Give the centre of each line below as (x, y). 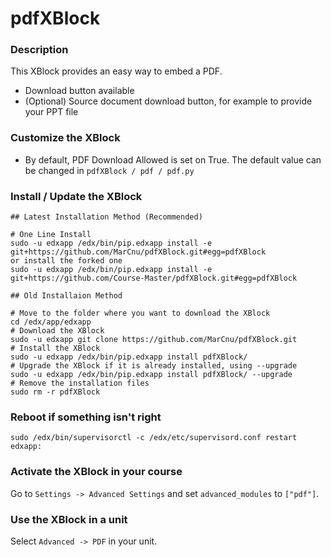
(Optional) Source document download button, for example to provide (168, 101)
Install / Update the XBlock (76, 196)
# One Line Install (51, 235)
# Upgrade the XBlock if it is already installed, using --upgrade (154, 366)
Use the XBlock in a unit (69, 519)
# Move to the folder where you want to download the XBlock (140, 313)
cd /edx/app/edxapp (51, 322)
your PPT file (51, 112)
